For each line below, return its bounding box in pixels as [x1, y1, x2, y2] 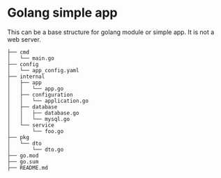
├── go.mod [7, 152, 39, 159]
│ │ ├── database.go [7, 109, 79, 116]
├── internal [7, 73, 45, 80]
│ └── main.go [7, 54, 54, 62]
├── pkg [7, 133, 30, 140]
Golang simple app [7, 5, 118, 21]
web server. [7, 35, 42, 43]
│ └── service [7, 122, 54, 129]
